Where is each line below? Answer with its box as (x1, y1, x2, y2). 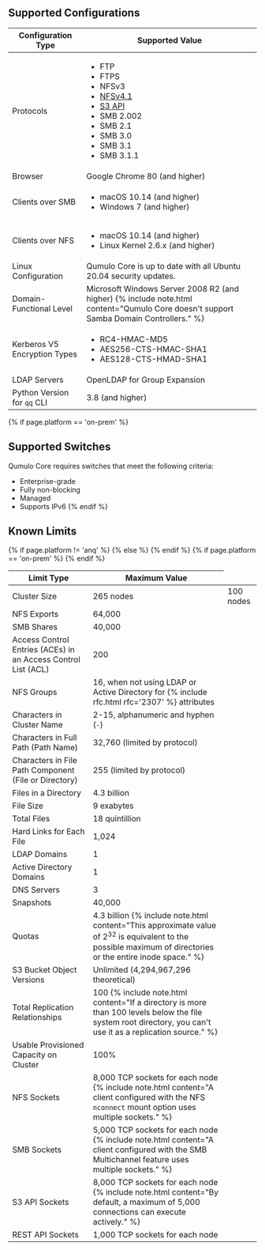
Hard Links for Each (12, 826, 85, 837)
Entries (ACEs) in (12, 644, 75, 655)
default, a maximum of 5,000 (92, 1196, 201, 1207)
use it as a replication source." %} (92, 1026, 218, 1037)
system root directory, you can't (92, 1016, 211, 1027)
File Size (12, 800, 43, 811)
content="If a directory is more (92, 996, 207, 1007)
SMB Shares (12, 621, 58, 633)
